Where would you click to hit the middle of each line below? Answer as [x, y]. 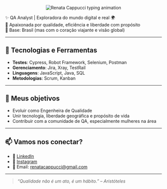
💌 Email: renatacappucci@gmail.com [50, 167]
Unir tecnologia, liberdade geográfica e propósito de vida [71, 116]
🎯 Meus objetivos [33, 99]
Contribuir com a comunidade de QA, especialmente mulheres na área [84, 121]
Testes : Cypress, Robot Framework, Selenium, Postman [70, 62]
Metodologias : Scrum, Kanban [44, 78]
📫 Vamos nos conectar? [44, 142]
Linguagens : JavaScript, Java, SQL [49, 73]
